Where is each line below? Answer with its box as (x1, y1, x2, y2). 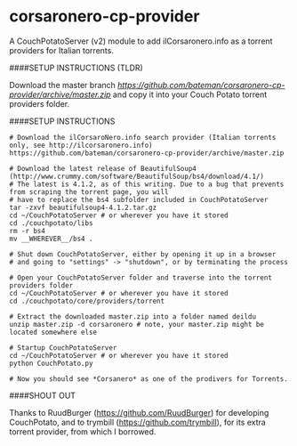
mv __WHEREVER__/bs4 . (9, 234, 93, 243)
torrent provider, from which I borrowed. (9, 426, 157, 437)
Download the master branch (9, 79, 116, 90)
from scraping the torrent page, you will (9, 187, 169, 197)
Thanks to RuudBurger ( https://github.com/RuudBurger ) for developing (9, 407, 269, 418)
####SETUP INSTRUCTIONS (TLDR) (9, 62, 144, 73)
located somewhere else (9, 328, 98, 337)
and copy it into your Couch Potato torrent (112, 89, 268, 100)
